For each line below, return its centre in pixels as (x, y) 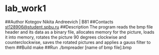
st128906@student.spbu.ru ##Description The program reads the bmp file (79, 27)
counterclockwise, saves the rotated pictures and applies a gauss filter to (78, 42)
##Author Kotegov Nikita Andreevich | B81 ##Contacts (59, 22)
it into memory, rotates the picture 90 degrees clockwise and (66, 37)
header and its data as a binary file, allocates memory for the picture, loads (80, 32)
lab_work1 (26, 8)
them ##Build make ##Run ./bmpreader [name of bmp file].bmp (68, 47)
